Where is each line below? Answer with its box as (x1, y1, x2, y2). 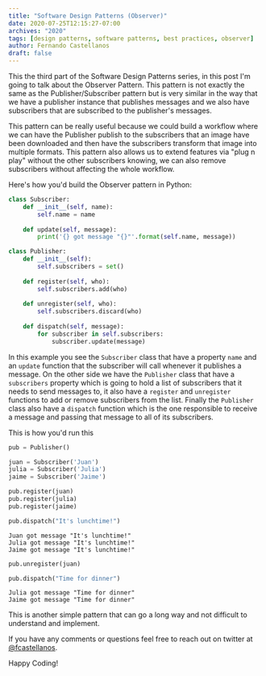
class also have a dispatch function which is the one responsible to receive (8, 403, 258, 413)
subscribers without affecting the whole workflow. (8, 165, 175, 173)
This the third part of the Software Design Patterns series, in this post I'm (8, 72, 251, 81)
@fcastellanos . (8, 643, 58, 653)
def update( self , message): (23, 225, 117, 234)
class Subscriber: (8, 195, 70, 203)
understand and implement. (8, 619, 100, 628)
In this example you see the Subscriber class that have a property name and (8, 352, 257, 361)
